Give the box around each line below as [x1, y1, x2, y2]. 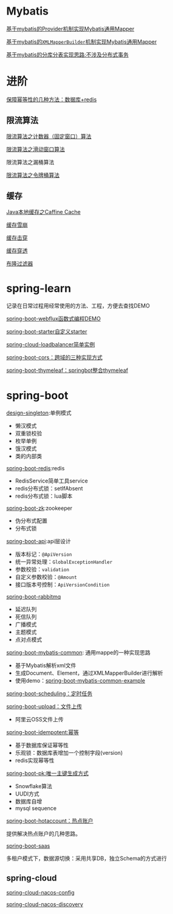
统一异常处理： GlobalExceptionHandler [15, 558, 113, 566]
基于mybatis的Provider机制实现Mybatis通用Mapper [6, 25, 135, 32]
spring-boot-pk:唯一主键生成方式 [6, 770, 89, 777]
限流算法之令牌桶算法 [6, 171, 59, 179]
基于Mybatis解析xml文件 [15, 662, 76, 669]
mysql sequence [15, 805, 57, 812]
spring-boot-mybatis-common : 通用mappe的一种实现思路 [6, 649, 151, 656]
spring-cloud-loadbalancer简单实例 [6, 341, 95, 348]
